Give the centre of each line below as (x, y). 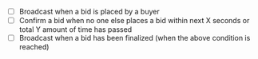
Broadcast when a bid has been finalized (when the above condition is (135, 38)
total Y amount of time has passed (75, 29)
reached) (34, 47)
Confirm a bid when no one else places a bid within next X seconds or (134, 21)
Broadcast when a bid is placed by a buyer (89, 12)
